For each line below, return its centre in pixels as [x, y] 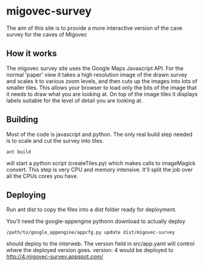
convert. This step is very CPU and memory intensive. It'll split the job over [100, 169]
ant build [19, 152]
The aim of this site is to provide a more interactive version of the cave [94, 28]
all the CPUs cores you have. [42, 176]
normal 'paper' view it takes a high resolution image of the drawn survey [97, 75]
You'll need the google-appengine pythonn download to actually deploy [96, 221]
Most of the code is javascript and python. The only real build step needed [100, 134]
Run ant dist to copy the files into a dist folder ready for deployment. [92, 210]
